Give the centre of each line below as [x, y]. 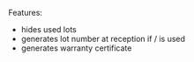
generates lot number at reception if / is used [103, 39]
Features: [26, 13]
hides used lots [48, 29]
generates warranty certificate [76, 48]
